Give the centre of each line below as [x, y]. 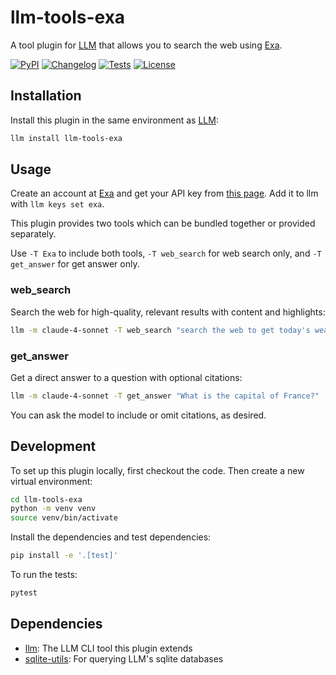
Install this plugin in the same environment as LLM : [114, 120]
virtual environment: [51, 481]
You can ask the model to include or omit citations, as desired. [138, 415]
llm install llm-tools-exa [66, 138]
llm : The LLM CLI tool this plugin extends [108, 648]
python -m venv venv [53, 509]
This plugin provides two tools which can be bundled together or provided [163, 223]
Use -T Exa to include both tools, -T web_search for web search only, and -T [166, 253]
